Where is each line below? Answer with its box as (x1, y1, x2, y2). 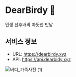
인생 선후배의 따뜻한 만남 (5, 21, 53, 27)
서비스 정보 (5, 37, 37, 46)
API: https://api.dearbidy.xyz (12, 56, 71, 62)
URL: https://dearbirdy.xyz (12, 51, 67, 57)
